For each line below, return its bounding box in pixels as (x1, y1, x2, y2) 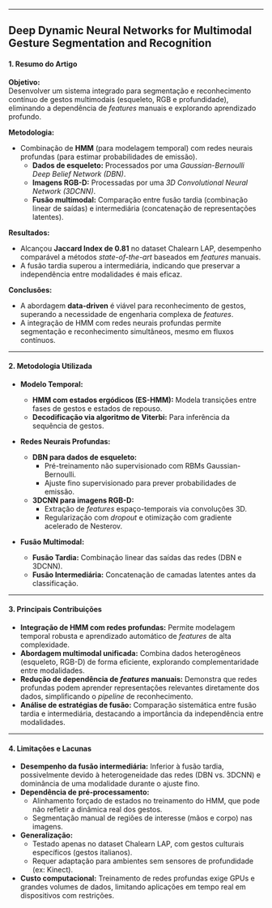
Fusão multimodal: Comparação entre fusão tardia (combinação (32, 195, 249, 204)
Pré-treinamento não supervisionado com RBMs (44, 460, 205, 470)
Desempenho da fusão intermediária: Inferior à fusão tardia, (19, 761, 224, 771)
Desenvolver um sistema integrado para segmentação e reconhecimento (8, 86, 252, 96)
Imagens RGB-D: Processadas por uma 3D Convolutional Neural (32, 178, 249, 187)
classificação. (32, 578, 79, 588)
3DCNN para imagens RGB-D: (32, 495, 134, 505)
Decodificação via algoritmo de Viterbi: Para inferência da (32, 412, 230, 422)
